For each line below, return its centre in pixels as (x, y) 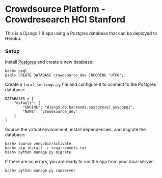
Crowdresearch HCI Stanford (65, 19)
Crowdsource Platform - (55, 9)
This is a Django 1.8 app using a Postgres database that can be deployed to (81, 33)
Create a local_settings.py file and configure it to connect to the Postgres (81, 84)
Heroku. (13, 38)
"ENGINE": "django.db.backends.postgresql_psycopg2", (79, 107)
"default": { (27, 103)
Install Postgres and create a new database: (49, 62)
